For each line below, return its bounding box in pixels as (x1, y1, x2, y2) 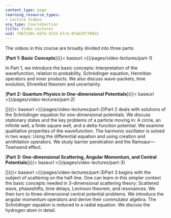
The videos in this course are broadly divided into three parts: (5, 45, 135, 51)
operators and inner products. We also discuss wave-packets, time (5, 76, 146, 81)
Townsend (5, 144, 27, 150)
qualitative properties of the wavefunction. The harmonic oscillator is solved (5, 128, 165, 134)
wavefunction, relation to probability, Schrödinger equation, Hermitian (5, 70, 152, 76)
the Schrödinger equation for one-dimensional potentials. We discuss (5, 112, 151, 118)
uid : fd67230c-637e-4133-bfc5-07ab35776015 (5, 31, 99, 36)
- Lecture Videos (5, 17, 42, 22)
